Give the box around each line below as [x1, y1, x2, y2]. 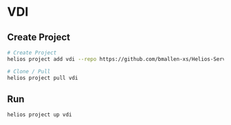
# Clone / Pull [7, 68, 51, 75]
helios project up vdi [7, 111, 72, 118]
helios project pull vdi [7, 74, 78, 81]
